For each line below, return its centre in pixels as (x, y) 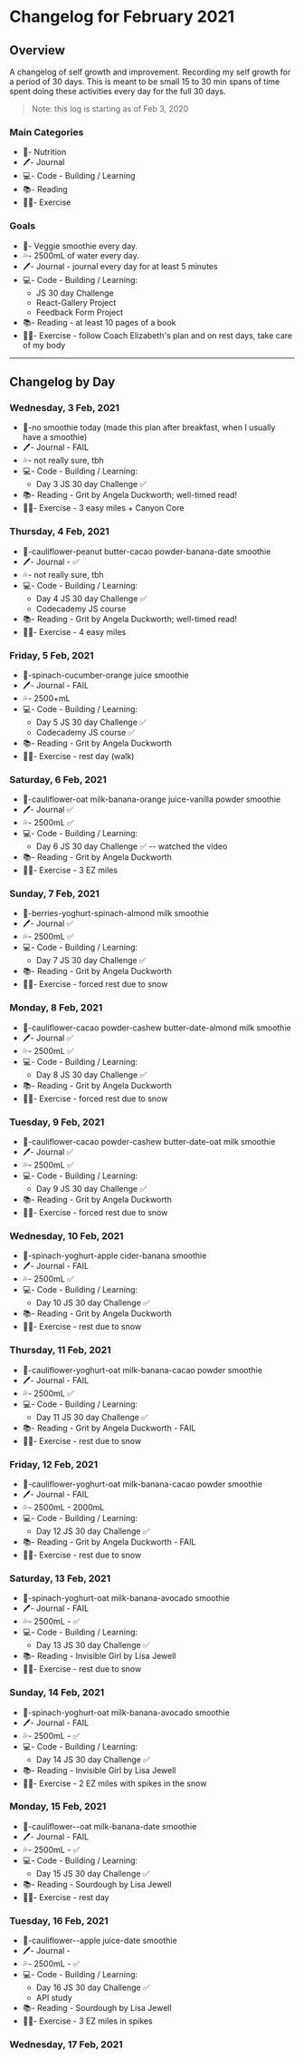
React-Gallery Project (76, 302)
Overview (38, 50)
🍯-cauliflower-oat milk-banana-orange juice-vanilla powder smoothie (152, 799)
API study (54, 1998)
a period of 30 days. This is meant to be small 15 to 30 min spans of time (145, 82)
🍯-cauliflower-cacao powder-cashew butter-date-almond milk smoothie (157, 1028)
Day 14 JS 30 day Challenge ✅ (93, 1759)
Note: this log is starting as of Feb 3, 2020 (110, 109)
